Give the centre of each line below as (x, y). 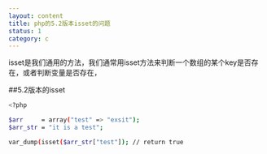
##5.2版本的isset (37, 90)
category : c (28, 38)
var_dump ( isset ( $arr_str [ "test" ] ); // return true (96, 142)
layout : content (36, 16)
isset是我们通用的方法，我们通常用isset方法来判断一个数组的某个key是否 (130, 62)
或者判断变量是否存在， (62, 73)
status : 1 (25, 31)
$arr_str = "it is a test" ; (56, 127)
